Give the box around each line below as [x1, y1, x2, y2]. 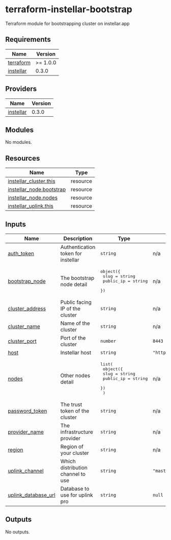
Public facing [60, 299, 92, 305]
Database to [60, 485, 90, 492]
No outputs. [5, 529, 30, 535]
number [100, 338, 116, 344]
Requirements [5, 35, 51, 44]
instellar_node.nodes [8, 194, 58, 201]
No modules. [5, 139, 32, 145]
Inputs [5, 220, 26, 228]
